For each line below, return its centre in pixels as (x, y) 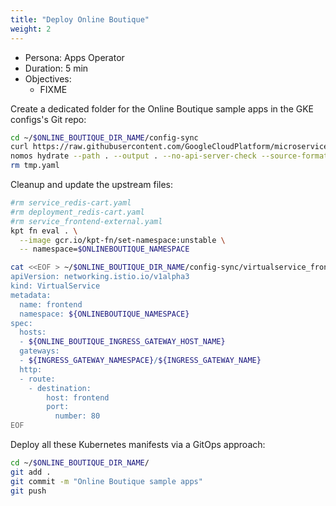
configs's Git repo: (48, 119)
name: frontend (51, 304)
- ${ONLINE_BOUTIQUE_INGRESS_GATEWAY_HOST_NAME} (122, 342)
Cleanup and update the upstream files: (92, 184)
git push (28, 491)
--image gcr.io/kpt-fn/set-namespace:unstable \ (122, 240)
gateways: (39, 351)
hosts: (33, 332)
